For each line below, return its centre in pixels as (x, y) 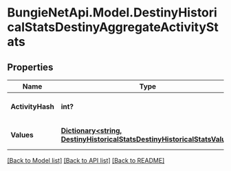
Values (22, 135)
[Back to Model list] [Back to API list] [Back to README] (86, 160)
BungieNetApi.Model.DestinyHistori (112, 13)
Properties (30, 67)
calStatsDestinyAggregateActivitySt (113, 27)
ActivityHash (33, 106)
